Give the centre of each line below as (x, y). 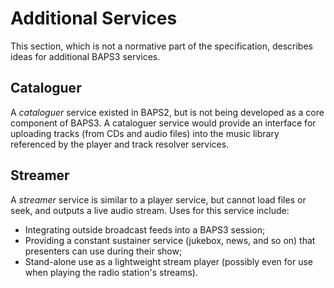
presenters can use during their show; (103, 251)
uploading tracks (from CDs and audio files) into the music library (145, 133)
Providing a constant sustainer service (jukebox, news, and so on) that (170, 240)
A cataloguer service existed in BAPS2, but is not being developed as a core (167, 112)
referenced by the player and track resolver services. (120, 144)
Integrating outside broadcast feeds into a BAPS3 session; (145, 229)
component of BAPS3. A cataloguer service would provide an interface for (163, 123)
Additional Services (94, 18)
